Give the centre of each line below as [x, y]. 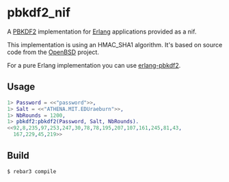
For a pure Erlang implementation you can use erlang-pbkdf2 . [94, 65]
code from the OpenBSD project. [53, 52]
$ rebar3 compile [32, 171]
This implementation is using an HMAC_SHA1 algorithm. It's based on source [115, 44]
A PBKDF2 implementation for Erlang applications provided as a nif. [102, 31]
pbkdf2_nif [39, 13]
